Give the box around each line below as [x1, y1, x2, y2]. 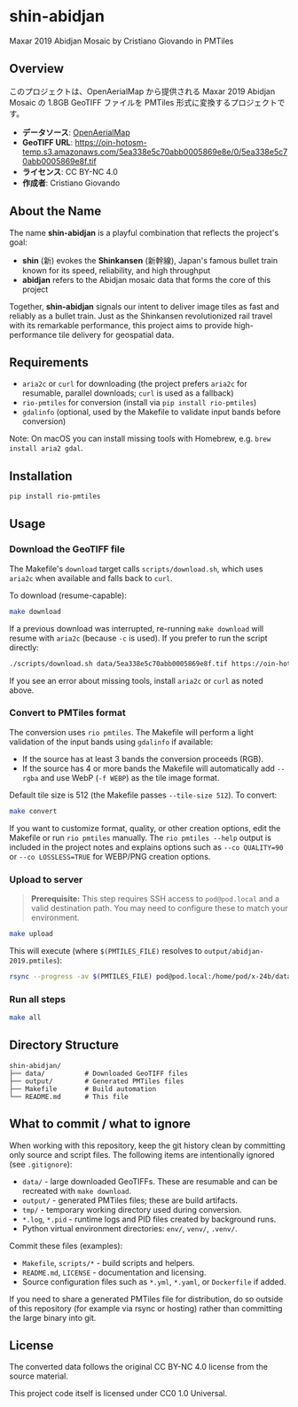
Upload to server [9, 873, 83, 885]
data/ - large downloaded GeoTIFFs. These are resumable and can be [21, 1175, 278, 1186]
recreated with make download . [21, 1185, 132, 1196]
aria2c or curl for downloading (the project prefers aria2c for [21, 379, 248, 389]
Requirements [9, 355, 89, 370]
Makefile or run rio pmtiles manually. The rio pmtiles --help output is [9, 832, 272, 843]
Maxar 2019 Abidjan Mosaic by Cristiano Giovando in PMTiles [9, 35, 234, 46]
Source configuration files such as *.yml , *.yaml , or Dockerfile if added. [21, 1276, 286, 1287]
